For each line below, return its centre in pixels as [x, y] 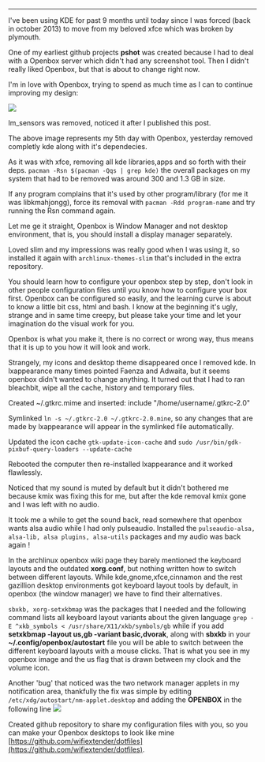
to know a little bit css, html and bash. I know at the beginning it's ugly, [123, 307]
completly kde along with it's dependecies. [78, 146]
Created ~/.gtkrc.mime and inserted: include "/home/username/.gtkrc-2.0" [129, 403]
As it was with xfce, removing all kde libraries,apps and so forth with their [127, 162]
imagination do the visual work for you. [71, 323]
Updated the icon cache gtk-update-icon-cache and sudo [101, 442]
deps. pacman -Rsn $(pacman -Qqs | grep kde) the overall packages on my [129, 170]
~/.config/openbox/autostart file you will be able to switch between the [126, 642]
